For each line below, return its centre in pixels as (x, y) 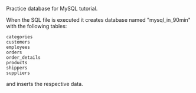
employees (18, 47)
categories (19, 37)
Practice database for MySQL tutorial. (52, 9)
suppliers (18, 73)
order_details (24, 58)
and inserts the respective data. (45, 84)
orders (14, 52)
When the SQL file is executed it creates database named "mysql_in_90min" (98, 20)
